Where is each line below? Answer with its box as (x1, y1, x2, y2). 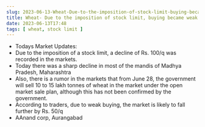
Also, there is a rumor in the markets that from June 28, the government (15, 75, 196, 82)
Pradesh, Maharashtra (15, 68, 71, 76)
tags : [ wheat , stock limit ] (6, 26, 84, 32)
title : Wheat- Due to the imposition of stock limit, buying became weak (6, 15, 198, 21)
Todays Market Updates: (15, 43, 77, 50)
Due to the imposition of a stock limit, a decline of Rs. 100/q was (15, 49, 177, 57)
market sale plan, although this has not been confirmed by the (15, 88, 172, 95)
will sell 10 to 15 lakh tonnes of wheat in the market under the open (15, 82, 183, 89)
